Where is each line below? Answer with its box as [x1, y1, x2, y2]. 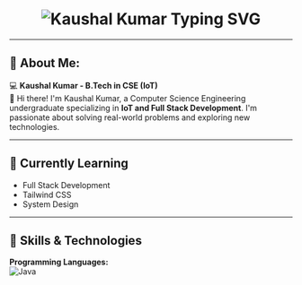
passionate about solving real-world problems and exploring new [9, 112, 251, 123]
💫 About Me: [9, 56, 81, 71]
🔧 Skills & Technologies [9, 233, 142, 248]
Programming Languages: [9, 256, 109, 268]
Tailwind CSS [22, 189, 72, 200]
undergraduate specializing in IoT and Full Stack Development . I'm [9, 102, 258, 113]
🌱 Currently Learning [9, 156, 129, 171]
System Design [22, 198, 79, 210]
